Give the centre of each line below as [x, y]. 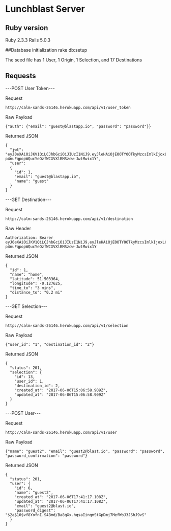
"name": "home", [27, 274]
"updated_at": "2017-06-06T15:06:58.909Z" [60, 394]
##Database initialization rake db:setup [46, 50]
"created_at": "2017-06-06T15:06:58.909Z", [61, 390]
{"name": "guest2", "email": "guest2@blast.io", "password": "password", [85, 451]
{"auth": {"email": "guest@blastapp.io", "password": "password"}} [78, 126]
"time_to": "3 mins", [33, 288]
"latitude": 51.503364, [35, 279]
